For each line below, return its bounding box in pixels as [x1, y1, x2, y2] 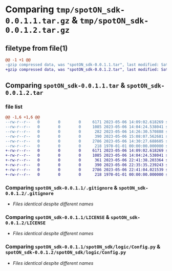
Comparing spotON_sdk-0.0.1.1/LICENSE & [5, 214, 110, 221]
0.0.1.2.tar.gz [5, 26, 70, 35]
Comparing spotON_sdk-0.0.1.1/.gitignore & [5, 184, 118, 191]
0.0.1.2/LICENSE [5, 220, 46, 226]
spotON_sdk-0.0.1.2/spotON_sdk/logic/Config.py [5, 249, 126, 256]
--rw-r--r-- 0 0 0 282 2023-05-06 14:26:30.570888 [5, 129, 164, 134]
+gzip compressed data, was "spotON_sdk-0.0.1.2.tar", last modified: [5, 67, 159, 72]
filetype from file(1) [5, 44, 68, 52]
